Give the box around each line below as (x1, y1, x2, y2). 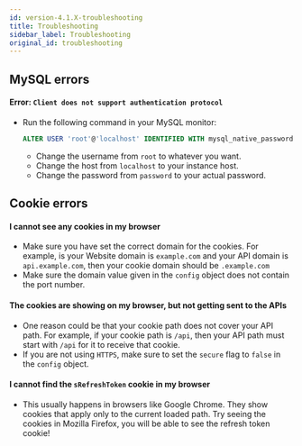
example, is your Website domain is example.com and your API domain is (22, 250, 288, 261)
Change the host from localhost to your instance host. (35, 159, 239, 171)
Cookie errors (9, 196, 88, 212)
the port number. (22, 279, 86, 290)
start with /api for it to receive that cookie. (22, 339, 180, 350)
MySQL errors (9, 71, 90, 86)
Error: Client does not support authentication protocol (9, 96, 224, 108)
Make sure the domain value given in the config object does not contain (22, 269, 290, 280)
